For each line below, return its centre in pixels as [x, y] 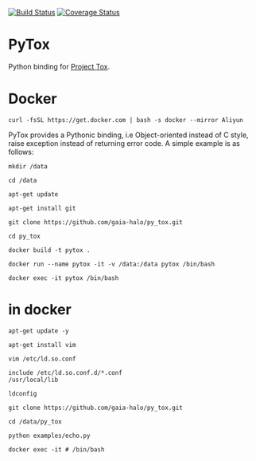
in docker [40, 310]
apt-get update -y [39, 331]
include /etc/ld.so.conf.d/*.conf [66, 372]
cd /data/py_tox [35, 422]
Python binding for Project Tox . [59, 66]
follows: [21, 152]
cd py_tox [25, 236]
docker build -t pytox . [49, 250]
